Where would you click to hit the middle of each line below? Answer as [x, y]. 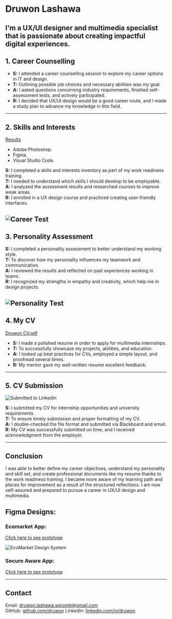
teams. [13, 276]
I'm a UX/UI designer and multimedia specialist [82, 28]
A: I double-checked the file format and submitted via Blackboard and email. [86, 424]
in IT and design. [30, 79]
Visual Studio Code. [34, 161]
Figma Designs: [31, 512]
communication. [22, 265]
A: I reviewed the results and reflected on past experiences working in [79, 271]
